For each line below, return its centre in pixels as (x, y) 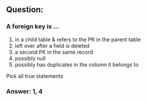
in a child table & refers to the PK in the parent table (78, 39)
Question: (25, 10)
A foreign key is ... (33, 27)
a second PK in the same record (54, 52)
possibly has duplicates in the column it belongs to (76, 64)
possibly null (30, 58)
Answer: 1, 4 (24, 91)
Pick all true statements (35, 76)
